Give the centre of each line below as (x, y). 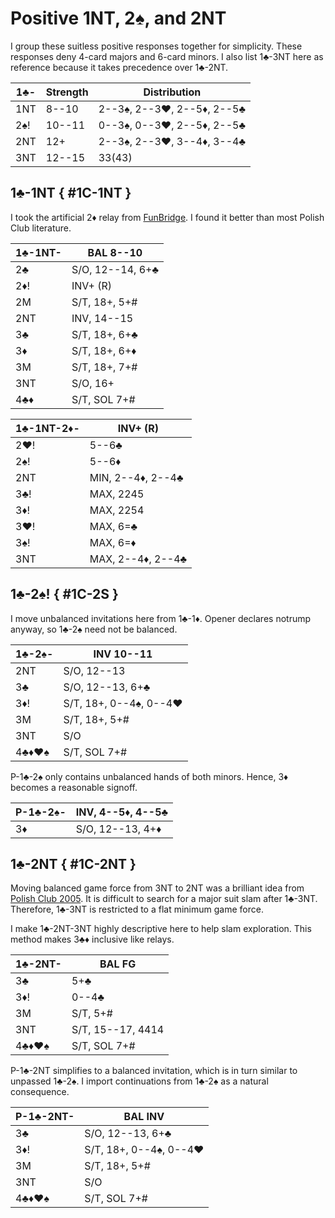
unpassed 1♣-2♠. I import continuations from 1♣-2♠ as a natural (139, 1081)
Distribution (172, 92)
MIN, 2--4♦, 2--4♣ (136, 477)
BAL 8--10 (115, 252)
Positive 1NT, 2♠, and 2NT (118, 18)
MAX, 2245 (117, 494)
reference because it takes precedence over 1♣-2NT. (119, 67)
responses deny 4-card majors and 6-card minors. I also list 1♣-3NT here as (167, 56)
